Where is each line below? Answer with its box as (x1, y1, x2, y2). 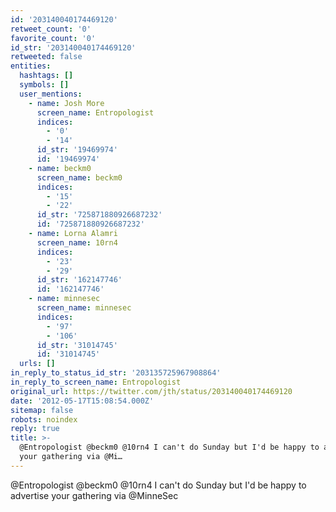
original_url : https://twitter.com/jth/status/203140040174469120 (10, 386, 293, 396)
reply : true (10, 424, 60, 434)
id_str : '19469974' (36, 145, 118, 155)
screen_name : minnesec (36, 303, 132, 313)
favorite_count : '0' (10, 33, 97, 43)
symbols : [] (19, 80, 70, 90)
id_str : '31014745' (36, 340, 118, 350)
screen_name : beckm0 (36, 172, 123, 183)
